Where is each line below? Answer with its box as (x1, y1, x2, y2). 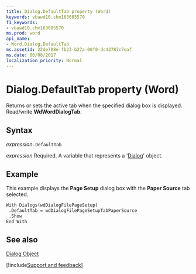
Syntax (6, 125, 33, 135)
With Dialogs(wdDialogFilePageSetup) (6, 203, 98, 208)
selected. (6, 191, 29, 198)
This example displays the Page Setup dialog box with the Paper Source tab (6, 185, 190, 192)
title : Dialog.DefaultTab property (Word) (6, 8, 111, 15)
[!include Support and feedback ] (6, 262, 83, 269)
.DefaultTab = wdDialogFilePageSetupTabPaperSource (8, 207, 137, 214)
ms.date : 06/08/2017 (6, 52, 57, 58)
